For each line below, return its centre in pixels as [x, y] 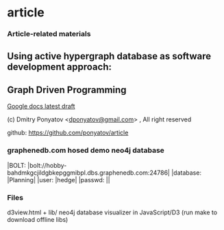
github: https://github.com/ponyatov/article [68, 133]
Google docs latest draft [41, 106]
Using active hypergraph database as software [109, 56]
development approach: [59, 67]
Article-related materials [49, 34]
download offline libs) [38, 219]
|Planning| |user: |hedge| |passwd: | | [59, 179]
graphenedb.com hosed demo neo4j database [86, 150]
